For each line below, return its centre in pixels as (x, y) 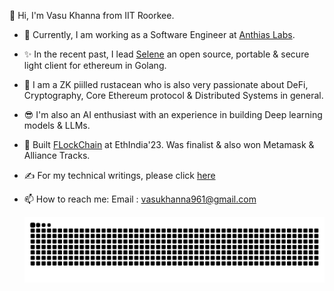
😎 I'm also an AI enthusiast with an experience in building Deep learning (173, 114)
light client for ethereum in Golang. (95, 65)
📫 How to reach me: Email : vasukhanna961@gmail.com (140, 199)
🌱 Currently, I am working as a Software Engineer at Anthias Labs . (159, 34)
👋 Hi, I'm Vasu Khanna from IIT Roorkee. (92, 15)
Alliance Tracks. (57, 155)
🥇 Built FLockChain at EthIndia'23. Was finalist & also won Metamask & (169, 144)
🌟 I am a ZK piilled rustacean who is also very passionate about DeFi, (166, 84)
